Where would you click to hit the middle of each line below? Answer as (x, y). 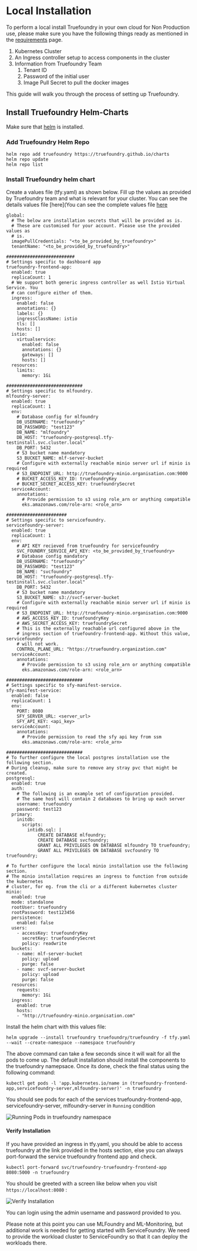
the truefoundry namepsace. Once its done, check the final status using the (98, 1066)
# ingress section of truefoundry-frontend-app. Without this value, (104, 634)
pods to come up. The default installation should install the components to (96, 1060)
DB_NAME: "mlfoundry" (43, 433)
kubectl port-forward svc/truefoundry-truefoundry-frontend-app (86, 1167)
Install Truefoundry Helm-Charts (67, 112)
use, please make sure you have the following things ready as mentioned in (97, 33)
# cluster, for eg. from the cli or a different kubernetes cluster (92, 887)
